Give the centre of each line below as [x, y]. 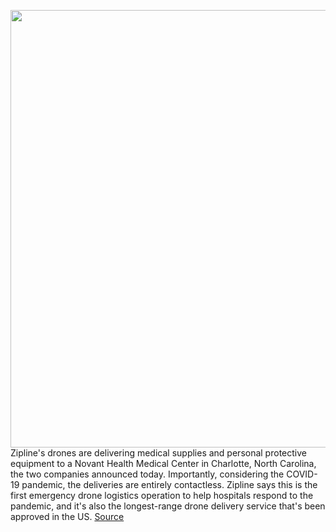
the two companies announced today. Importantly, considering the [147, 474]
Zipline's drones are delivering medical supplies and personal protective [158, 453]
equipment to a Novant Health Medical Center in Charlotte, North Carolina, [163, 463]
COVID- [302, 474]
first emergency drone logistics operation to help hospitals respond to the [162, 495]
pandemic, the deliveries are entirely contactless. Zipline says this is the [169, 484]
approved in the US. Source [67, 516]
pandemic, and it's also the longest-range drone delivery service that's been [168, 506]
